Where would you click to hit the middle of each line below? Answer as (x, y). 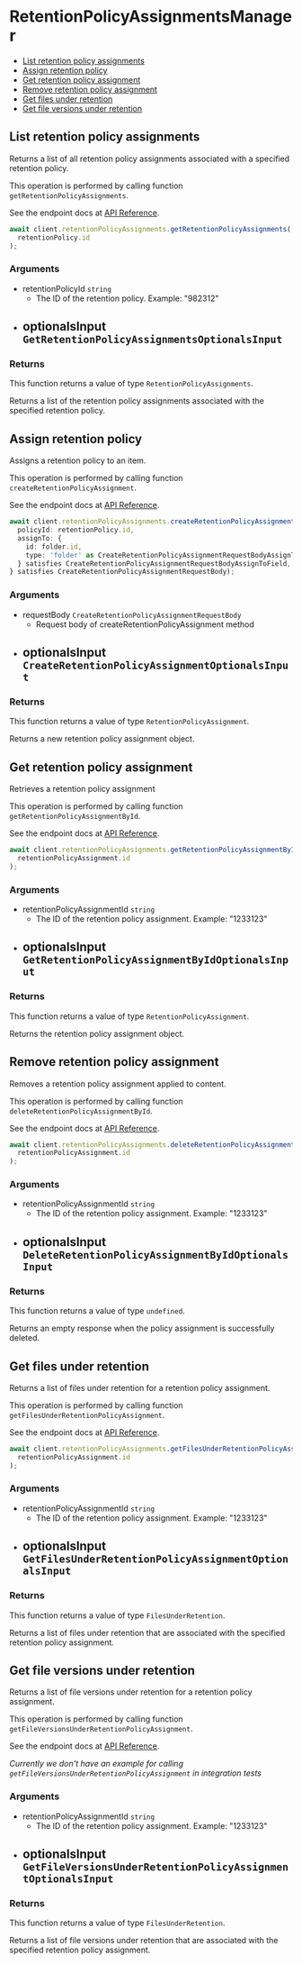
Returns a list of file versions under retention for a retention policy (131, 1692)
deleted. (25, 1338)
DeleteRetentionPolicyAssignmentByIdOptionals (155, 1255)
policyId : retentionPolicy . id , (76, 530)
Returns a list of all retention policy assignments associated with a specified (150, 159)
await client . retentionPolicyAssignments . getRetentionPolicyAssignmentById (154, 850)
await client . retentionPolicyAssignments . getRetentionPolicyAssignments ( (151, 229)
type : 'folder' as (60, 555)
